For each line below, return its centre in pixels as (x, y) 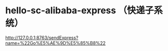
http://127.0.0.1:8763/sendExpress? (42, 37)
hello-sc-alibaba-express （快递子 (80, 10)
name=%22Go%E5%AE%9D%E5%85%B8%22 (55, 43)
